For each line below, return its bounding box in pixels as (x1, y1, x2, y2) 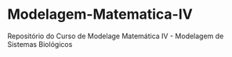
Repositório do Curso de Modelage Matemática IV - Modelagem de (7, 31, 224, 41)
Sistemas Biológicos (7, 39, 73, 48)
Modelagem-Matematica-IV (7, 5, 193, 23)
